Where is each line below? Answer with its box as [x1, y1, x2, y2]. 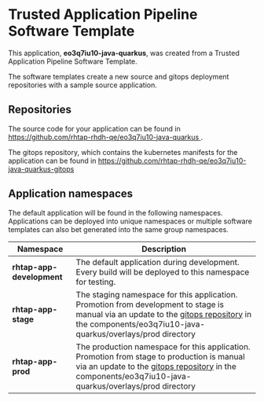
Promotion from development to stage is [75, 299, 224, 310]
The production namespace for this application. [75, 341, 251, 352]
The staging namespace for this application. [75, 289, 238, 300]
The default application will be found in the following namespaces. [8, 208, 223, 217]
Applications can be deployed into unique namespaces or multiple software [8, 216, 253, 226]
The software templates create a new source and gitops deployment [8, 72, 229, 81]
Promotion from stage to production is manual [75, 351, 245, 362]
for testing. [75, 276, 116, 287]
